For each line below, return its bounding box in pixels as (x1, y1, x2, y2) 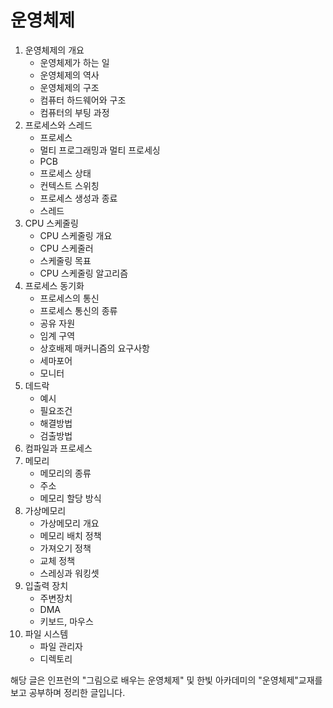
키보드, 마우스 (39, 615, 94, 627)
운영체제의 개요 (24, 44, 85, 56)
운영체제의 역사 (39, 69, 100, 81)
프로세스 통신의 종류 (39, 304, 118, 316)
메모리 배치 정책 (39, 529, 102, 541)
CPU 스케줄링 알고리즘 (39, 267, 129, 279)
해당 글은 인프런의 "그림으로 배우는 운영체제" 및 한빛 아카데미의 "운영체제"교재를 (10, 674, 323, 686)
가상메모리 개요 (39, 517, 100, 529)
